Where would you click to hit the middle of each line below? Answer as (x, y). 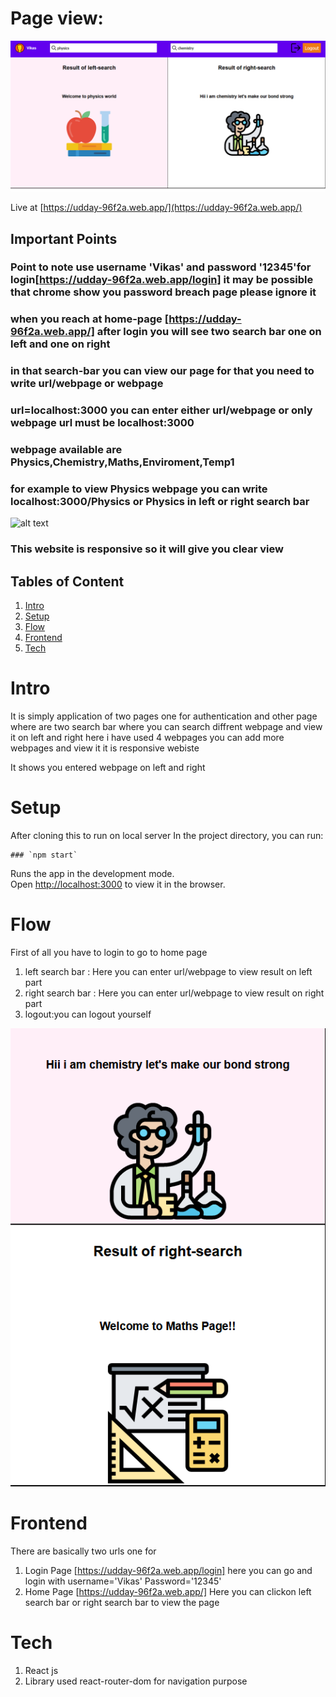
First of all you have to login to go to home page (109, 952)
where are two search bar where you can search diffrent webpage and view (166, 727)
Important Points (64, 238)
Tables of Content (67, 581)
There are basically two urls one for (83, 1551)
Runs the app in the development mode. (92, 874)
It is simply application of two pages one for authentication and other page (164, 716)
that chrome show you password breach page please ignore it (163, 292)
